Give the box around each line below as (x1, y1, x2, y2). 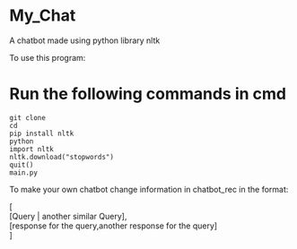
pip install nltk (9, 129, 74, 138)
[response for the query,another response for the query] (9, 220, 218, 231)
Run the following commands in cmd (9, 84, 287, 104)
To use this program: (9, 52, 86, 63)
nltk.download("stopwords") (9, 152, 115, 161)
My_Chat (9, 5, 76, 26)
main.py (9, 167, 39, 177)
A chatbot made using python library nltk (9, 35, 161, 46)
